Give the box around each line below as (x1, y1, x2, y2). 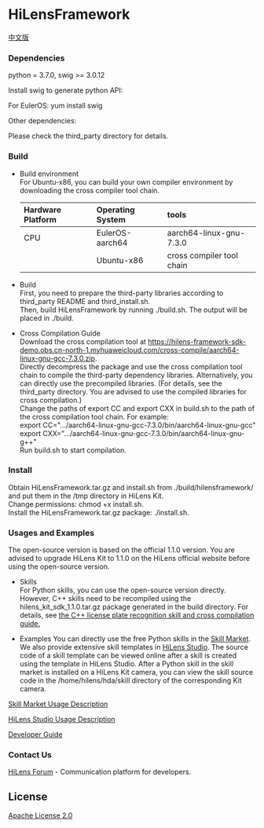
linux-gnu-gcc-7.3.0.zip (19, 354, 96, 363)
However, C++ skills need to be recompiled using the (19, 594, 192, 603)
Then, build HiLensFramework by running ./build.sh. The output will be (19, 305, 247, 314)
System (96, 214, 126, 225)
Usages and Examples (8, 527, 95, 538)
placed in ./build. (19, 313, 75, 323)
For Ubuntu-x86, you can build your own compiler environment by (19, 177, 233, 186)
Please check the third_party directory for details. (8, 131, 169, 141)
